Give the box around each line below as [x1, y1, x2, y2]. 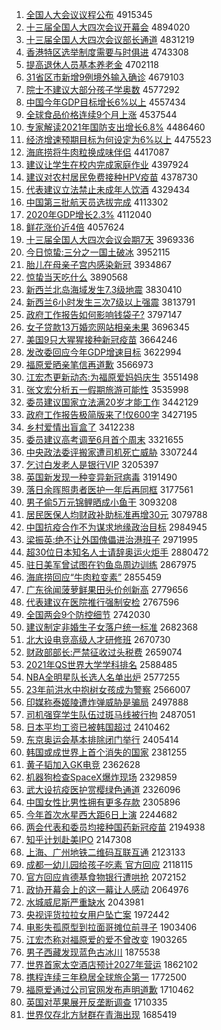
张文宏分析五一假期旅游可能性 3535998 [25, 384, 189, 395]
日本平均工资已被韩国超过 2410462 [25, 721, 171, 733]
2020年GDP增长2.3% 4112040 [25, 209, 152, 220]
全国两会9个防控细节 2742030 [25, 609, 151, 620]
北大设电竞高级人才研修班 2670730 [25, 634, 171, 645]
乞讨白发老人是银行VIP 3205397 [25, 459, 159, 470]
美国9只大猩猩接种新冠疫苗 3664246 [25, 334, 178, 345]
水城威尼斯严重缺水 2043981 [25, 896, 144, 908]
